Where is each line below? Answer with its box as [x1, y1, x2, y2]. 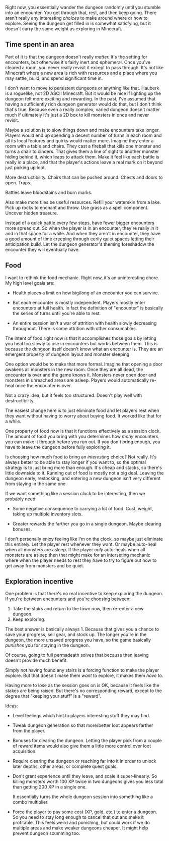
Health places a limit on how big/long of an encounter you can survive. [12, 290, 159, 296]
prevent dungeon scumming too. [12, 830, 80, 836]
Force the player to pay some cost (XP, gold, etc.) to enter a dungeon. [12, 809, 157, 815]
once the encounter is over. [15, 382, 72, 388]
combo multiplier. [12, 799, 49, 805]
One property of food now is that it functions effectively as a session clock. [5, 428, 161, 434]
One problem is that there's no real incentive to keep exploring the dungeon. [5, 591, 163, 597]
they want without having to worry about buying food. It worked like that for [5, 412, 162, 418]
